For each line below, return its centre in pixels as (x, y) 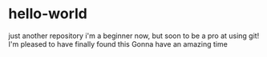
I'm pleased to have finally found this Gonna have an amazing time (118, 44)
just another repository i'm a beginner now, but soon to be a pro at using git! (134, 36)
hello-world (48, 14)
